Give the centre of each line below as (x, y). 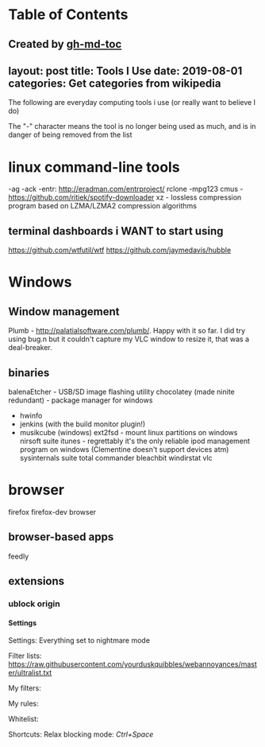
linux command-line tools (94, 167)
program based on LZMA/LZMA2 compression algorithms (102, 206)
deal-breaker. (31, 348)
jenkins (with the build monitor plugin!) (83, 424)
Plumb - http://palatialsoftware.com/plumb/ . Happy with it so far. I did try (127, 331)
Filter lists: (25, 656)
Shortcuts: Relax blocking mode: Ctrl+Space (81, 734)
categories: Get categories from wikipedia (115, 83)
